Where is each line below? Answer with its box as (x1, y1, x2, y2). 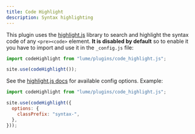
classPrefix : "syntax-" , (17, 111, 80, 117)
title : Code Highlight (6, 8, 64, 15)
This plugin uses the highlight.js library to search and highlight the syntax (6, 31, 189, 38)
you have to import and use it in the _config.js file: (6, 43, 134, 51)
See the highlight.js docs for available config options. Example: (6, 77, 164, 85)
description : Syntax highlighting (6, 14, 94, 21)
